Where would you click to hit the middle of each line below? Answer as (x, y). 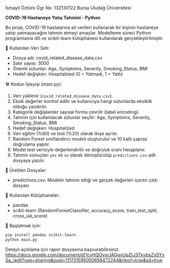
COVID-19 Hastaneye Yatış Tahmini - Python (53, 17)
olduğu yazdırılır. (30, 107)
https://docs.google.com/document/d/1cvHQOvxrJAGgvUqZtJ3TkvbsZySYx (85, 255)
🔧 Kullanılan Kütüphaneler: (33, 195)
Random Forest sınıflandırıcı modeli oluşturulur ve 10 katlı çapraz (80, 139)
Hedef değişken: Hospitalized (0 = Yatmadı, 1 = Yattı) (68, 74)
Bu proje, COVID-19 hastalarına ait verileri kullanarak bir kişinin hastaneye (82, 27)
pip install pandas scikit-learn (41, 235)
